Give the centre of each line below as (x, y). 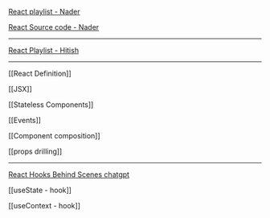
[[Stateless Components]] (51, 105)
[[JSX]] (20, 89)
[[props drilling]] (35, 151)
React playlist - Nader (44, 12)
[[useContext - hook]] (45, 206)
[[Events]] (25, 120)
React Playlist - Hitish (43, 50)
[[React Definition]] (40, 73)
